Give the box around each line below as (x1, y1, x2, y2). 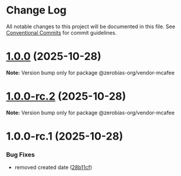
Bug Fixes (6, 150, 35, 158)
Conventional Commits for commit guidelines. (6, 29, 117, 36)
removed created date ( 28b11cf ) (14, 164, 93, 171)
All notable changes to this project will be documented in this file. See (6, 23, 176, 30)
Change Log (6, 4, 67, 17)
